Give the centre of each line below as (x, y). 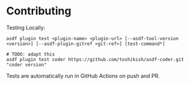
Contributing (39, 11)
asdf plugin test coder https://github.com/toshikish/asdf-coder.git (95, 59)
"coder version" (26, 65)
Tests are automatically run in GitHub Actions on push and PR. (83, 75)
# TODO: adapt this (31, 54)
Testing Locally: (26, 28)
